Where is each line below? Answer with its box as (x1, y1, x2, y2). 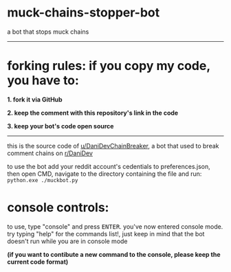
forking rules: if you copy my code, (7, 58, 211, 73)
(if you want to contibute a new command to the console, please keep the (7, 250, 221, 258)
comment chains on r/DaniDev (7, 149, 93, 157)
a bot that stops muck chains (7, 27, 89, 36)
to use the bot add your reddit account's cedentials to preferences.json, (7, 162, 211, 170)
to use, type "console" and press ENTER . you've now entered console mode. (7, 222, 223, 231)
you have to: (7, 73, 79, 89)
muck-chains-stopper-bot (7, 5, 160, 21)
